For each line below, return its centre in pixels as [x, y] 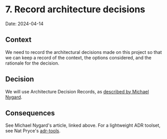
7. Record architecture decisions [75, 9]
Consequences [30, 113]
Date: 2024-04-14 [24, 24]
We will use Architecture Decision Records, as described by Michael [77, 91]
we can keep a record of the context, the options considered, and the [79, 57]
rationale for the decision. [33, 63]
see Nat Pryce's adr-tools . [33, 131]
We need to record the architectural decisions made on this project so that [84, 52]
